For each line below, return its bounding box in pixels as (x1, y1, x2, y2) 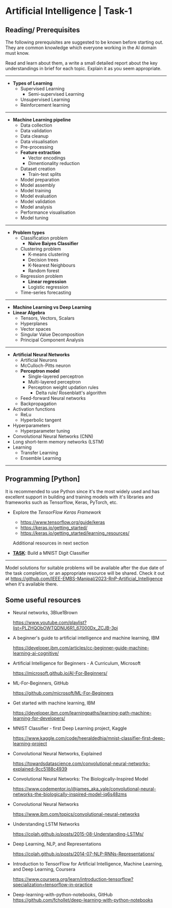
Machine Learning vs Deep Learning (12, 304, 92, 310)
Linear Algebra (12, 310, 45, 315)
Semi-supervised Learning (28, 91, 84, 97)
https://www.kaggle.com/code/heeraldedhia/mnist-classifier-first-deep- (12, 735, 165, 741)
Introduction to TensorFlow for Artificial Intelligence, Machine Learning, (12, 860, 163, 866)
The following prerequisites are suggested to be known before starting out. (5, 39, 164, 45)
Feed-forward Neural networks (20, 395, 86, 401)
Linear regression (28, 278, 67, 285)
